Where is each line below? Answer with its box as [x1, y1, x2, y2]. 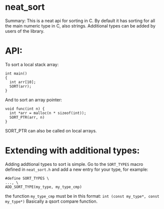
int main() [5, 71, 27, 76]
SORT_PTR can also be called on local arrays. [5, 128, 97, 133]
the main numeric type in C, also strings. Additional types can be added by [5, 23, 156, 28]
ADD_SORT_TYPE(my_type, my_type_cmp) [5, 184, 82, 189]
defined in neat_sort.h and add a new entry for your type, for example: [5, 166, 148, 172]
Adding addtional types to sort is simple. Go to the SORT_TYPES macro [5, 161, 143, 167]
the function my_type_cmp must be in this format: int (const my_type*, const [5, 193, 160, 199]
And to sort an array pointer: [5, 97, 62, 103]
